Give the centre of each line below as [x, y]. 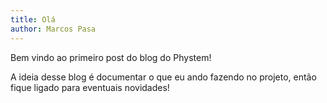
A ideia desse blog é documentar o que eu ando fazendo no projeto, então [163, 77]
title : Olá [33, 19]
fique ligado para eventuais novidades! [90, 87]
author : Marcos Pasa [53, 29]
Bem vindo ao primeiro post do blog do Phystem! [111, 57]
